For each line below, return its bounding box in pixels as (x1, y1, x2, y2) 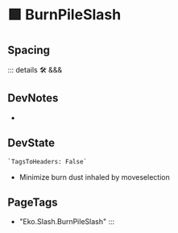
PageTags (7, 195, 58, 209)
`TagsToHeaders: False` (7, 157, 88, 165)
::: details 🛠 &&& (7, 65, 63, 74)
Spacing (7, 43, 50, 56)
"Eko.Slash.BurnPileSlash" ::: (19, 217, 115, 227)
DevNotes (7, 91, 59, 105)
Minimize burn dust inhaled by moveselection (19, 172, 170, 181)
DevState (7, 136, 56, 150)
